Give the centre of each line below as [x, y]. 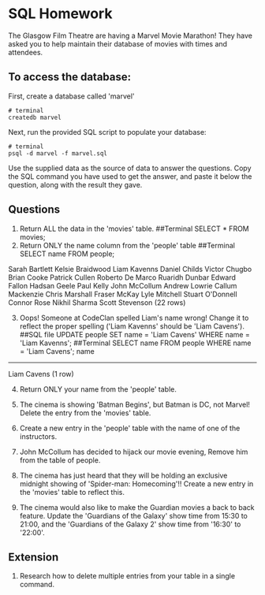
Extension [34, 557]
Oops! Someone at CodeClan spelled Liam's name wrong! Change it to [134, 318]
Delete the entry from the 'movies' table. [85, 413]
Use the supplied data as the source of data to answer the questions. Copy [130, 168]
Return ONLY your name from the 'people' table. [98, 389]
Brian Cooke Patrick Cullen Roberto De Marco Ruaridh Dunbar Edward [122, 277]
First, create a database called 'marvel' [72, 96]
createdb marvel [35, 117]
